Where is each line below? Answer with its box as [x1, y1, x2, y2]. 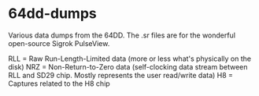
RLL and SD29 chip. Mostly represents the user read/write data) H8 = [8, 70, 234, 80]
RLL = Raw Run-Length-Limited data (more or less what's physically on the [8, 54, 252, 63]
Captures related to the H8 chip [8, 79, 110, 88]
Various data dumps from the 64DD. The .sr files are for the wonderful [8, 30, 236, 40]
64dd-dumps [8, 5, 97, 23]
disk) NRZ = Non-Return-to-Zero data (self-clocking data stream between [8, 62, 248, 71]
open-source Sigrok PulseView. [8, 38, 110, 48]
